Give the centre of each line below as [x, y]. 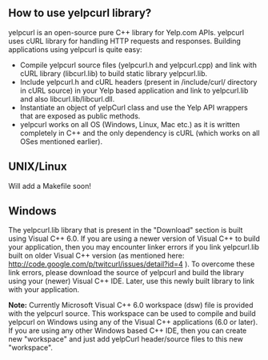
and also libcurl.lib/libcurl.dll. [67, 98]
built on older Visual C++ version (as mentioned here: [96, 256]
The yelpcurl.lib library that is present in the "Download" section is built [126, 230]
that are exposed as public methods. [80, 116]
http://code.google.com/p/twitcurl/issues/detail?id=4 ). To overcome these [132, 264]
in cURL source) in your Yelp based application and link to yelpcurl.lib [134, 90]
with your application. [44, 290]
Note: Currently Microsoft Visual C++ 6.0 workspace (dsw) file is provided [131, 305]
